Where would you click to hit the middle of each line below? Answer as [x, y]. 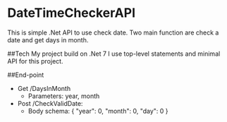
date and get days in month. [48, 39]
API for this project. [35, 61]
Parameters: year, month [64, 96]
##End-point [26, 75]
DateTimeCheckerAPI [72, 13]
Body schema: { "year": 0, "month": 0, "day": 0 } [98, 111]
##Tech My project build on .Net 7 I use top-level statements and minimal [114, 54]
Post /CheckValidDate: [50, 103]
